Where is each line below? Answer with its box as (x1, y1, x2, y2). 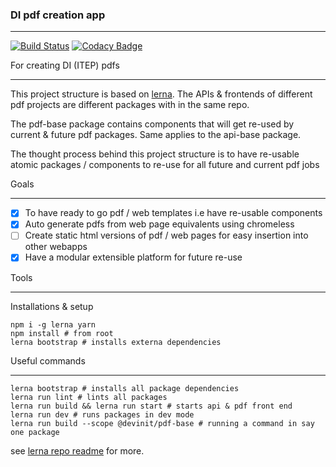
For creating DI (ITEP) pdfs (10, 59, 120, 72)
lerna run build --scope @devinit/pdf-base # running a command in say (10, 418, 315, 428)
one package (10, 427, 60, 437)
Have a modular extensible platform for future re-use (24, 251, 243, 263)
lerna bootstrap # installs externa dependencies (10, 337, 222, 347)
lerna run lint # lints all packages (10, 392, 168, 402)
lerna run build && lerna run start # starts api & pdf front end (10, 401, 293, 411)
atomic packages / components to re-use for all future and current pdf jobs (10, 159, 320, 171)
